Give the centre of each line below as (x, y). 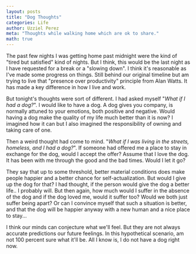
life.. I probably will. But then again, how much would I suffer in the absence (98, 190)
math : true (19, 39)
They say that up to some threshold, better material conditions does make (96, 172)
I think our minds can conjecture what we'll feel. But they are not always (93, 227)
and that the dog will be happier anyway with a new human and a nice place (98, 209)
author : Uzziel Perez (33, 28)
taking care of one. (29, 130)
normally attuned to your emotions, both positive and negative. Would (91, 111)
